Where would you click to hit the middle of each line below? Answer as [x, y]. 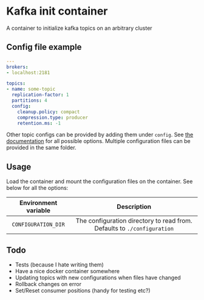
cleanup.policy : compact [49, 112]
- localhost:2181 [28, 72]
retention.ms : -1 [39, 123]
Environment [38, 203]
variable [38, 211]
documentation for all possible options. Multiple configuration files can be [98, 141]
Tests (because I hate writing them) [59, 265]
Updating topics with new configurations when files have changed [98, 277]
